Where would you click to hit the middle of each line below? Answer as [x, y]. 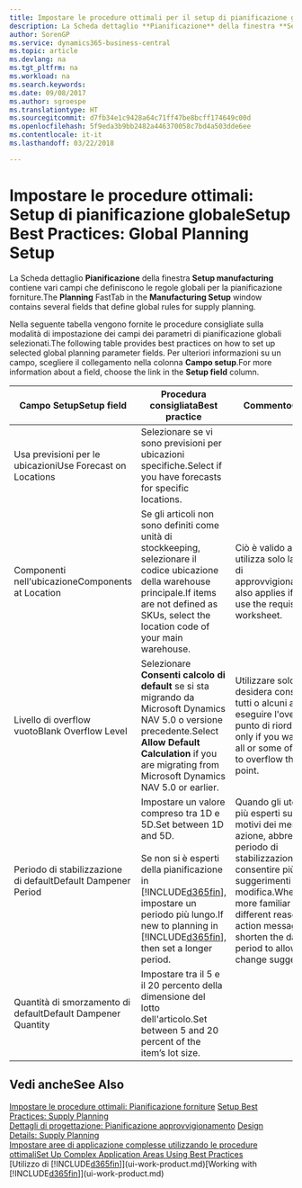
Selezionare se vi [177, 431]
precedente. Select [180, 731]
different [253, 914]
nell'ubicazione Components [73, 581]
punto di [253, 725]
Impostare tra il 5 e [180, 974]
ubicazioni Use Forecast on [70, 465]
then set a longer [177, 948]
